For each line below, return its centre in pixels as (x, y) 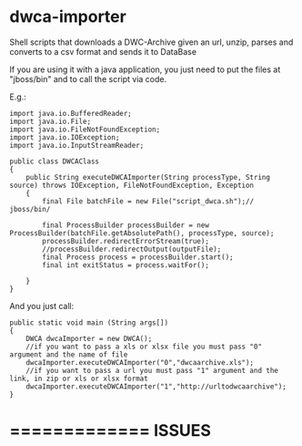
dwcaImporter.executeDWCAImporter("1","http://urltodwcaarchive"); (156, 386)
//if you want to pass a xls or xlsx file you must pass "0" (144, 347)
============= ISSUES (111, 431)
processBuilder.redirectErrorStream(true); (126, 241)
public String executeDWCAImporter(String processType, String (148, 177)
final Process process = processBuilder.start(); (138, 257)
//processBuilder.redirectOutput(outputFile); (132, 249)
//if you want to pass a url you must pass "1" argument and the (152, 370)
